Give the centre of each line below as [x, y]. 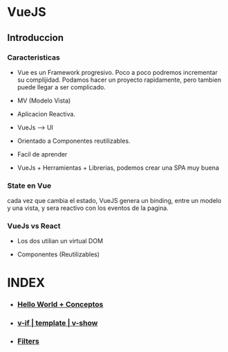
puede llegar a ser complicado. [61, 87]
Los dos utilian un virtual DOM [60, 241]
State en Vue [29, 186]
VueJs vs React [34, 226]
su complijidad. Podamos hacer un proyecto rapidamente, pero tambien [119, 80]
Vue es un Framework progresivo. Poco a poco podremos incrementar [117, 72]
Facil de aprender [42, 154]
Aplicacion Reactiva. [46, 114]
